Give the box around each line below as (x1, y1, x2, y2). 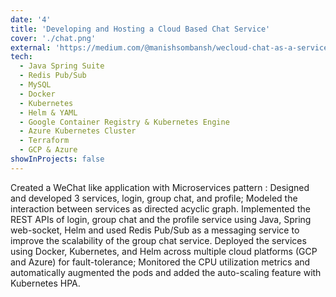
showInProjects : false (10, 154, 105, 164)
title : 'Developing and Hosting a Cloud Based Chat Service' (10, 24, 271, 34)
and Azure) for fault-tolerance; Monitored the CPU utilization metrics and (10, 256, 311, 268)
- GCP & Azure (19, 145, 78, 155)
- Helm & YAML (19, 107, 78, 118)
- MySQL (19, 80, 52, 90)
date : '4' (10, 14, 52, 25)
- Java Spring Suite (19, 61, 105, 71)
